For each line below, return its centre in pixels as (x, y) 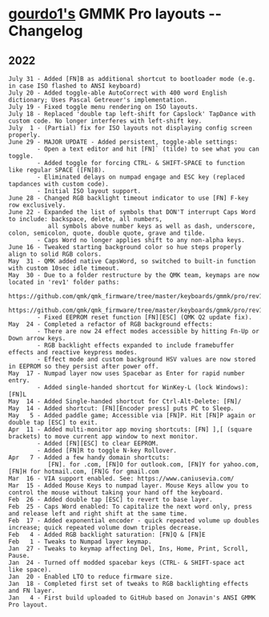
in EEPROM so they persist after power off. (84, 366)
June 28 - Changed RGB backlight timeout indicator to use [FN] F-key (128, 198)
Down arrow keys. (37, 338)
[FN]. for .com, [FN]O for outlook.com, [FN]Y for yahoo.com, (154, 465)
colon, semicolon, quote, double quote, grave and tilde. (107, 233)
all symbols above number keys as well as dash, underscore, (152, 226)
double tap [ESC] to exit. (53, 422)
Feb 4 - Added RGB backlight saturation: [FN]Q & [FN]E (107, 534)
